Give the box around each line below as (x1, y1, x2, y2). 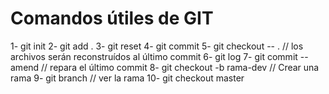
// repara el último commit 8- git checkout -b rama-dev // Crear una (41, 61, 320, 73)
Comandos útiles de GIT (10, 7, 214, 30)
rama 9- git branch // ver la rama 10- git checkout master (10, 72, 245, 84)
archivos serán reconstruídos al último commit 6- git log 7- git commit (10, 50, 298, 62)
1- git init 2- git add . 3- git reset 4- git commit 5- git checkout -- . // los (10, 40, 304, 52)
